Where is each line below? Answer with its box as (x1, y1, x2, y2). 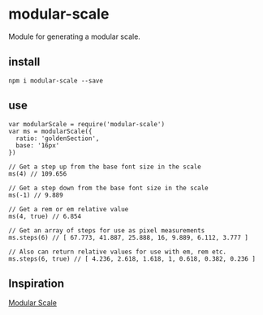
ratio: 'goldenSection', (15, 134, 100, 143)
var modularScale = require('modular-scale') (8, 120, 165, 128)
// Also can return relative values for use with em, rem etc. (8, 248, 227, 256)
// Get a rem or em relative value (8, 205, 129, 213)
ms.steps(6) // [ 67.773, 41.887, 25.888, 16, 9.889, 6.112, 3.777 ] (8, 233, 249, 241)
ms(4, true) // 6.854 (8, 212, 82, 220)
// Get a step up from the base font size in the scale (8, 163, 201, 171)
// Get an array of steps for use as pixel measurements (8, 226, 205, 235)
